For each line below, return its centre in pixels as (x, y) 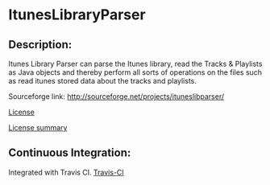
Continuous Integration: (70, 153)
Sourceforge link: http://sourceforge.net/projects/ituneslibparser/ (116, 97)
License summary (38, 127)
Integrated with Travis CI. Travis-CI (66, 172)
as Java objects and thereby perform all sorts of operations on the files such (135, 72)
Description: (40, 45)
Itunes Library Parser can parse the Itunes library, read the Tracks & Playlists (135, 64)
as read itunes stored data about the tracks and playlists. (103, 81)
